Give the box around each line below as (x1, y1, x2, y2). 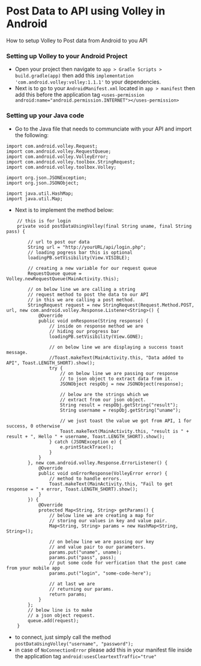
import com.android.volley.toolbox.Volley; (6, 164, 117, 170)
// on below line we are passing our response (59, 370, 179, 376)
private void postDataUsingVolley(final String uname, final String (17, 223, 192, 229)
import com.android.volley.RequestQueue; (6, 148, 112, 154)
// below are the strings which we (59, 391, 149, 397)
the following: (14, 131, 49, 139)
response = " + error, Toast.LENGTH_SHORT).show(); (6, 486, 138, 492)
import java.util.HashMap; (6, 191, 74, 197)
